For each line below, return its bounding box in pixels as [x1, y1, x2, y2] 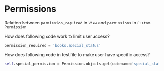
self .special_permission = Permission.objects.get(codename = [4, 61, 132, 66]
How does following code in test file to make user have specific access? [4, 51, 150, 57]
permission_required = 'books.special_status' [4, 43, 101, 47]
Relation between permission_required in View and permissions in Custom [4, 20, 151, 25]
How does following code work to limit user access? [4, 33, 110, 39]
